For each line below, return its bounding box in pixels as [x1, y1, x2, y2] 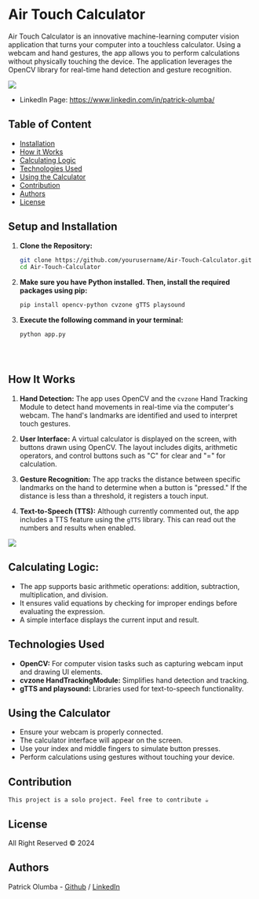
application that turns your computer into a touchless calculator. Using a [8, 39, 242, 49]
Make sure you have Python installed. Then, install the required [19, 278, 230, 287]
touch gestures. [19, 418, 71, 428]
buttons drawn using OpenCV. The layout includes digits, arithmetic [19, 442, 238, 451]
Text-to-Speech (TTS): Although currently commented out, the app [19, 506, 239, 516]
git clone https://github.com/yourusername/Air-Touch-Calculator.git [19, 256, 253, 264]
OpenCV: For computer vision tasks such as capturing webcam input [19, 658, 243, 668]
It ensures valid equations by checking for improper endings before [19, 598, 238, 607]
